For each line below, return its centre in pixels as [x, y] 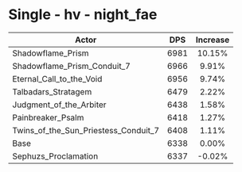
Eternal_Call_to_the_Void [57, 78]
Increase [213, 40]
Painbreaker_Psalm [48, 117]
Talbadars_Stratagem [52, 91]
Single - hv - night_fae [83, 15]
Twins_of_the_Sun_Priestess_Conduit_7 [86, 130]
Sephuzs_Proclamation [55, 156]
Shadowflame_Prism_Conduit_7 [72, 66]
